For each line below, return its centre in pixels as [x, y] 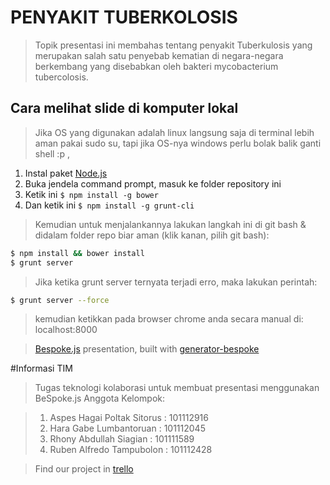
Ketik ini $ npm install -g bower [91, 194]
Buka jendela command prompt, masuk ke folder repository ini [153, 183]
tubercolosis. [61, 77]
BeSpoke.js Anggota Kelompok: [100, 398]
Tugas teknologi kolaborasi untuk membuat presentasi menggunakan [177, 388]
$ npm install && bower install [77, 253]
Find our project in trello [84, 469]
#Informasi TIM [41, 368]
